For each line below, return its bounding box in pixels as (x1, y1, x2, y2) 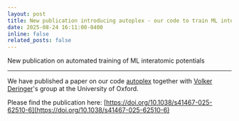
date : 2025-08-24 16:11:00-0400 (7, 23, 103, 31)
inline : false (7, 30, 50, 38)
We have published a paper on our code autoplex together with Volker (7, 77, 213, 85)
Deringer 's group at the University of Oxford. (7, 85, 139, 93)
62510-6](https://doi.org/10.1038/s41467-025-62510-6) (7, 106, 170, 115)
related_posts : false (7, 37, 72, 44)
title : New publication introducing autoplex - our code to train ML (7, 17, 218, 24)
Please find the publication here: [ (7, 98, 107, 107)
